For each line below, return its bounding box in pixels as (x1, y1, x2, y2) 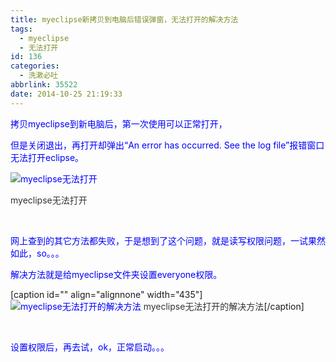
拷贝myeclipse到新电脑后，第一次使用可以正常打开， (10, 117, 228, 130)
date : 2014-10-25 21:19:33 (10, 89, 123, 99)
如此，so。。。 (10, 247, 65, 259)
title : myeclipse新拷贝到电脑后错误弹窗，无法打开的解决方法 (10, 14, 239, 25)
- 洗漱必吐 (19, 71, 59, 81)
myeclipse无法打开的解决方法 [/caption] (143, 300, 305, 312)
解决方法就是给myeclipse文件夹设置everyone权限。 (10, 268, 223, 280)
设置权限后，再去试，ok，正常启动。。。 (10, 341, 170, 353)
